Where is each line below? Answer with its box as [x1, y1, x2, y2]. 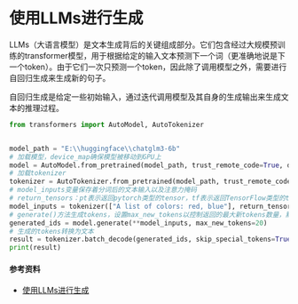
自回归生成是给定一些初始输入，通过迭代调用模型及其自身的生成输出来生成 [9, 91, 281, 102]
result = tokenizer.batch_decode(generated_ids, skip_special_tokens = [9, 235, 276, 244]
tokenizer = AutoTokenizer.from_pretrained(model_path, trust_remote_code [9, 177, 292, 187]
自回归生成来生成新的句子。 [9, 72, 111, 83]
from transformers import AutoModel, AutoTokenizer [9, 120, 204, 129]
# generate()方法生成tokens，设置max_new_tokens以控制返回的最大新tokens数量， [9, 210, 286, 219]
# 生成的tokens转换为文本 [9, 227, 95, 236]
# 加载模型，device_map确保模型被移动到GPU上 [9, 152, 161, 161]
